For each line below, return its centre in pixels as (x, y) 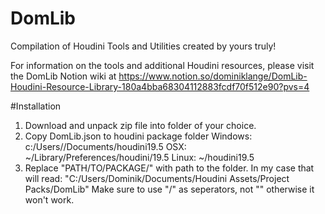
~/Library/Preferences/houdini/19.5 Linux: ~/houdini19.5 (139, 157)
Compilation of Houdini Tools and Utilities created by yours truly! (143, 46)
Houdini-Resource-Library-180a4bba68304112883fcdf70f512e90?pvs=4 (160, 86)
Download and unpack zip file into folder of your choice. (140, 125)
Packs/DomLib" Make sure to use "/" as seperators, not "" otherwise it (169, 189)
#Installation (36, 106)
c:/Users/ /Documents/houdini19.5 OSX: (105, 146)
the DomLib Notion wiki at (63, 76)
